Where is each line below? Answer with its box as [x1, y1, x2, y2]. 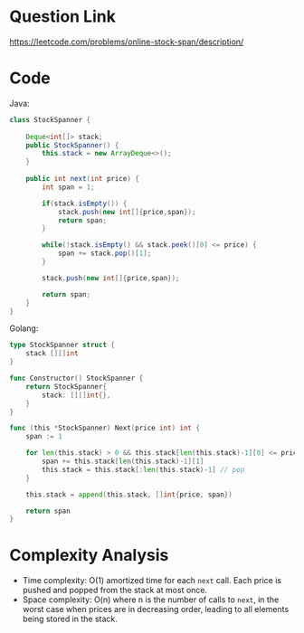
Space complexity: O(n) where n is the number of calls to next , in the [22, 594, 280, 605]
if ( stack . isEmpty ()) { [42, 199, 128, 208]
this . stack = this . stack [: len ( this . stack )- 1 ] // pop [42, 465, 245, 474]
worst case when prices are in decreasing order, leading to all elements [22, 604, 290, 615]
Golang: [9, 323, 39, 334]
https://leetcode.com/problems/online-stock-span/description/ [9, 36, 244, 47]
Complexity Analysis [9, 545, 169, 566]
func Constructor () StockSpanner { [9, 373, 144, 383]
